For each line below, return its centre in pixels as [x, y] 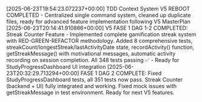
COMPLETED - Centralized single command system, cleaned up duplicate [99, 15]
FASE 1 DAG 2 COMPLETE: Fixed [121, 73]
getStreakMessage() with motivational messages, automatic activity [91, 53]
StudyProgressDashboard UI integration [56, 67]
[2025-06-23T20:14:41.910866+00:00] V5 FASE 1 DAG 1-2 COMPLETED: [97, 28]
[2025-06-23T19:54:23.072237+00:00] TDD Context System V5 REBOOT [98, 9]
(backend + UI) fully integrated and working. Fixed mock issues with [92, 86]
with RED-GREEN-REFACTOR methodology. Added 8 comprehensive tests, [99, 41]
